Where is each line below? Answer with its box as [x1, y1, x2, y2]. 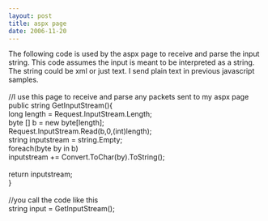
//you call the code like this [8, 195, 99, 205]
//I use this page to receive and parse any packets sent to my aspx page [8, 92, 249, 102]
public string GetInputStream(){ [8, 100, 113, 110]
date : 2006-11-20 [8, 27, 67, 35]
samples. [8, 74, 39, 85]
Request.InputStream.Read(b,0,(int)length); [8, 126, 152, 136]
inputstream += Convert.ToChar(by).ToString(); [8, 152, 165, 162]
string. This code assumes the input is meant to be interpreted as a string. [8, 57, 255, 67]
